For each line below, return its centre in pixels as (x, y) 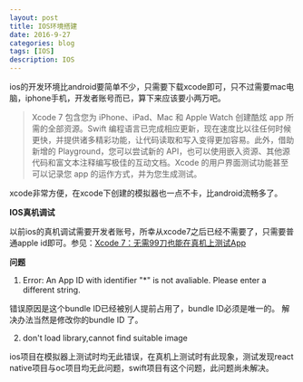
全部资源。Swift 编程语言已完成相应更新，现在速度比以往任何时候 (170, 129)
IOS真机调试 (32, 212)
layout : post (34, 18)
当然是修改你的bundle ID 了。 (88, 320)
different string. (51, 290)
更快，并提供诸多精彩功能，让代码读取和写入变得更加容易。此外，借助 (163, 140)
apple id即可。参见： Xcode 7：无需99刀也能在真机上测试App (132, 243)
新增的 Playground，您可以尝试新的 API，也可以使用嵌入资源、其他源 (161, 151)
